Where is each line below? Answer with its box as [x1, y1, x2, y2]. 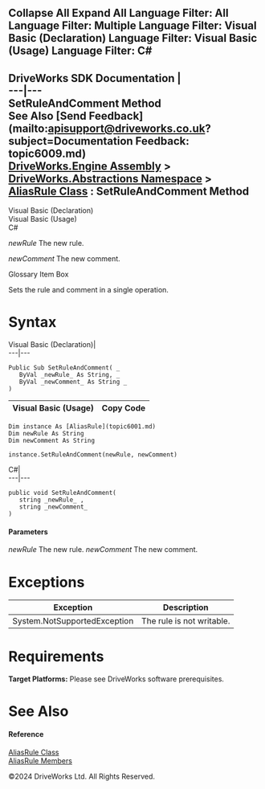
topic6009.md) [8, 146, 87, 160]
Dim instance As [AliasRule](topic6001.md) [8, 423, 157, 431]
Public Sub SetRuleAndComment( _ [8, 364, 120, 372]
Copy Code [101, 403, 146, 414]
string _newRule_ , [18, 496, 84, 505]
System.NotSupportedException [12, 615, 134, 627]
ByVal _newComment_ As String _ [18, 378, 128, 386]
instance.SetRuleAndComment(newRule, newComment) [8, 451, 178, 459]
